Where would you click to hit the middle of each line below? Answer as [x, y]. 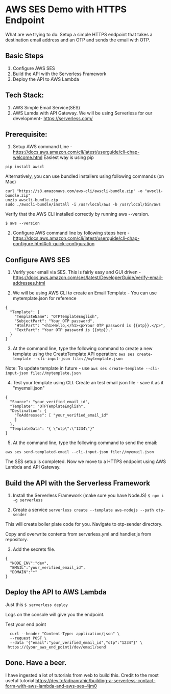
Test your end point [26, 624]
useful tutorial [20, 680]
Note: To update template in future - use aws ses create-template [75, 368]
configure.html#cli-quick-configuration [54, 244]
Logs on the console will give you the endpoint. [55, 614]
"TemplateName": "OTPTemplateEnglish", [57, 317]
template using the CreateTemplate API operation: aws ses [74, 354]
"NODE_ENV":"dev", [30, 563]
